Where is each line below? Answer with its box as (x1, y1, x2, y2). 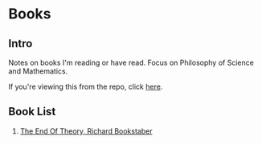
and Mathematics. (8, 66, 68, 76)
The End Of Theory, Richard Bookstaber (19, 126, 153, 136)
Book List (8, 105, 56, 118)
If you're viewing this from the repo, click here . (8, 82, 163, 91)
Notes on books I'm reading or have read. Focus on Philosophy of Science (8, 58, 255, 67)
